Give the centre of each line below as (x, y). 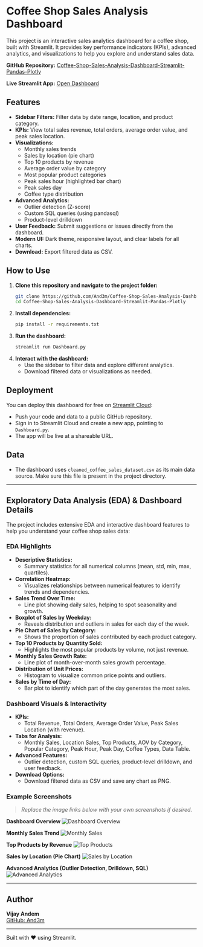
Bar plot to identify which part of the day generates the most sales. (107, 688)
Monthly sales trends (50, 149)
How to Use (28, 271)
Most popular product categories (65, 175)
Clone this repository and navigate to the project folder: (86, 285)
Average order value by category (65, 168)
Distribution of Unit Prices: (49, 669)
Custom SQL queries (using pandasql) (72, 213)
